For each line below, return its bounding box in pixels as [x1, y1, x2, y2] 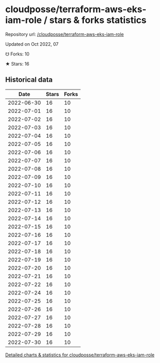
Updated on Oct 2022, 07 [5, 41, 59, 47]
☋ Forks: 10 [5, 51, 29, 57]
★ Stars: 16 [5, 60, 29, 67]
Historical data [5, 75, 53, 84]
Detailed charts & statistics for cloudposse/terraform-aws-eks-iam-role [5, 352, 155, 358]
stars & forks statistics [49, 14, 147, 26]
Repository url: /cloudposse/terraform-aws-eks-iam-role [5, 31, 124, 37]
